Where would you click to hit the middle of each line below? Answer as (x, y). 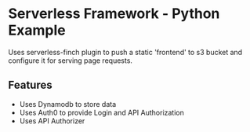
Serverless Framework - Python (114, 14)
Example (37, 30)
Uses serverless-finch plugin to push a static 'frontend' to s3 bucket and (125, 52)
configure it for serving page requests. (71, 60)
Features (30, 85)
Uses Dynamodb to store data (68, 104)
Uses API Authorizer (52, 121)
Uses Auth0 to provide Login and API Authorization (101, 112)
